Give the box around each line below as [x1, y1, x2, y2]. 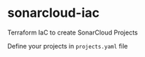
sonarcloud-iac [7, 5, 100, 21]
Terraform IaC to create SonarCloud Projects [7, 28, 139, 37]
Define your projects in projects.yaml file [7, 42, 128, 50]
